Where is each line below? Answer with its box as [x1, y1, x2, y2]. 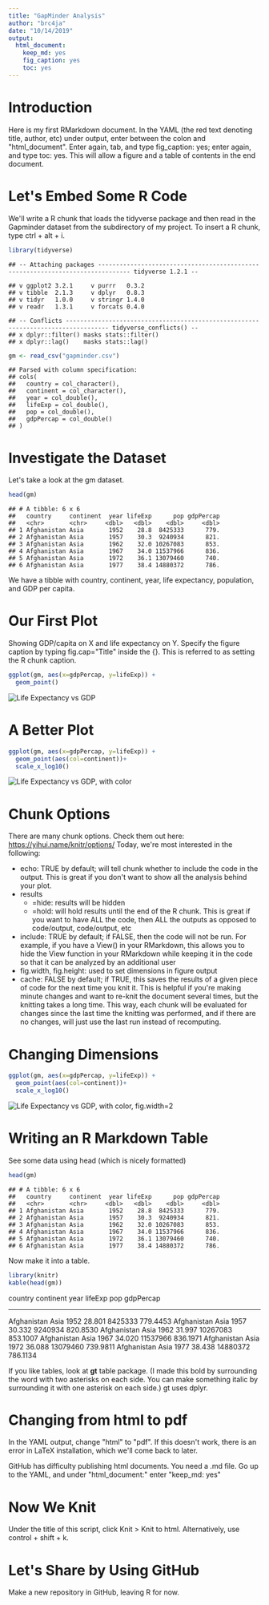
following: [8, 849, 41, 858]
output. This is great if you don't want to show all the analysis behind [19, 873, 247, 882]
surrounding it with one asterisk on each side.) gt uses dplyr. [8, 1383, 208, 1393]
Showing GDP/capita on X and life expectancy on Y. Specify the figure [8, 639, 240, 648]
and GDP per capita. [8, 584, 75, 594]
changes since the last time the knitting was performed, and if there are [19, 1009, 256, 1018]
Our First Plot [8, 612, 98, 630]
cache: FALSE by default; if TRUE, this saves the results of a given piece [19, 974, 259, 984]
